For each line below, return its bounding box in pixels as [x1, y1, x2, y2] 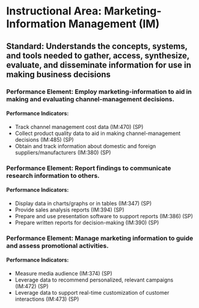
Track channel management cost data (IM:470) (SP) [14, 123, 144, 130]
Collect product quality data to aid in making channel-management [14, 130, 181, 137]
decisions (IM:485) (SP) [14, 136, 74, 143]
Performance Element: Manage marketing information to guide [6, 234, 194, 242]
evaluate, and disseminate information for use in [6, 60, 191, 70]
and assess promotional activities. [6, 241, 109, 250]
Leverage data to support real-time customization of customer [14, 289, 170, 296]
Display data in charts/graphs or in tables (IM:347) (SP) [14, 200, 152, 207]
